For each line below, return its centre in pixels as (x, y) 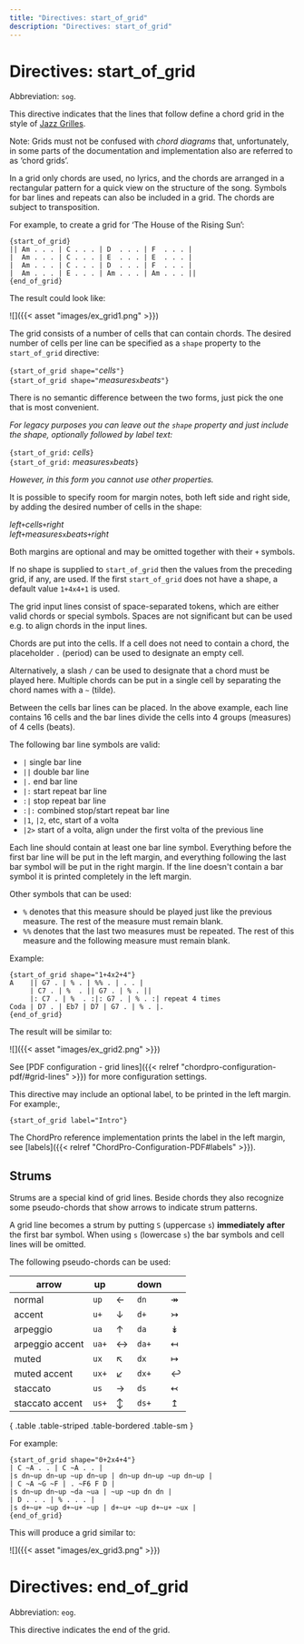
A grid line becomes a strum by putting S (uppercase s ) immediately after (147, 1225)
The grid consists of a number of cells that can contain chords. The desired (151, 334)
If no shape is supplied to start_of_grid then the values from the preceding (151, 570)
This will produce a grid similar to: (73, 1533)
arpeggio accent (49, 1345)
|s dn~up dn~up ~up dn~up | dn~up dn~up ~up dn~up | (111, 1476)
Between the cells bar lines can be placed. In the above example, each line (149, 708)
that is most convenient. (54, 408)
